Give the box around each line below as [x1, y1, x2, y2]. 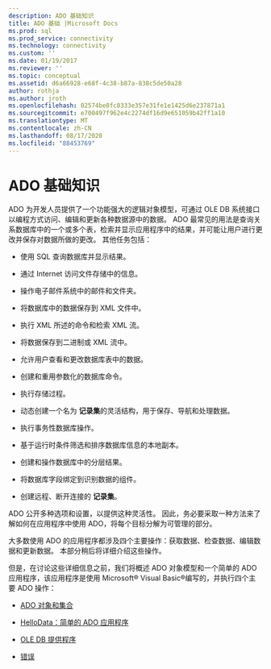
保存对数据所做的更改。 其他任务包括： [22, 235, 152, 244]
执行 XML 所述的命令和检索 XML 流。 [19, 320, 144, 330]
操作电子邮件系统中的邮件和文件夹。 [19, 286, 141, 296]
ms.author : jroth [8, 94, 67, 102]
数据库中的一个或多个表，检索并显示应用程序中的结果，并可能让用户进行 [15, 225, 256, 235]
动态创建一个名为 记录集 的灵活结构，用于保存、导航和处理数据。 [19, 406, 235, 416]
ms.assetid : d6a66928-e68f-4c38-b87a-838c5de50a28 [8, 79, 182, 87]
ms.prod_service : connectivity [8, 34, 114, 43]
